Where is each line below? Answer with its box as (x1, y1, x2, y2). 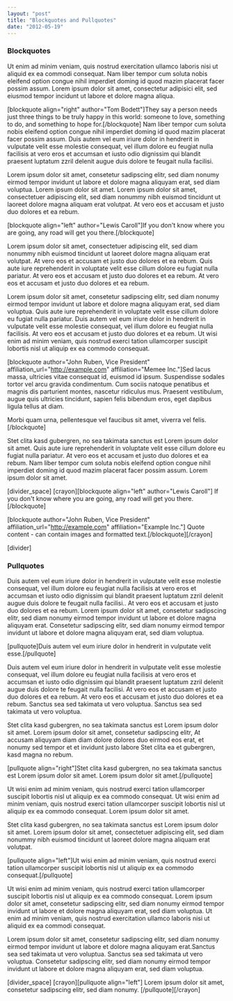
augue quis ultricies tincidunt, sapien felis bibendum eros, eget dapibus (7, 394, 212, 403)
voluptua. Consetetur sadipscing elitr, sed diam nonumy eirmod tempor (7, 957, 211, 965)
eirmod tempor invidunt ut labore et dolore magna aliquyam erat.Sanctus (7, 942, 216, 951)
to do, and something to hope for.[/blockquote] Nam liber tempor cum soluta (7, 120, 226, 128)
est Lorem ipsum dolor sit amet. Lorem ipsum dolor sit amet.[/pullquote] (7, 771, 213, 779)
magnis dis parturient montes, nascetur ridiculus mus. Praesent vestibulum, (7, 387, 224, 396)
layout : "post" (7, 10, 51, 17)
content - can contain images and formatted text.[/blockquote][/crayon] (7, 530, 214, 538)
